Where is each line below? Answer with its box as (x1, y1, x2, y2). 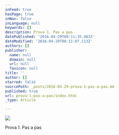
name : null (9, 52, 32, 58)
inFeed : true (5, 7, 32, 12)
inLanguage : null (5, 20, 40, 26)
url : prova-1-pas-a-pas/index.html (5, 93, 78, 98)
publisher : (5, 48, 27, 53)
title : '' (5, 71, 25, 76)
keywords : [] (5, 25, 32, 30)
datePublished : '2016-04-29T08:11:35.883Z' (5, 35, 95, 39)
